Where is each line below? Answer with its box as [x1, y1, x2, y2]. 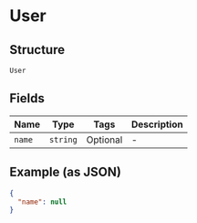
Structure [9, 42, 66, 58]
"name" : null [17, 197, 67, 207]
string [48, 134, 78, 144]
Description [130, 118, 184, 131]
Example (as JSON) [9, 165, 121, 180]
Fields [9, 90, 46, 106]
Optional [86, 133, 123, 146]
